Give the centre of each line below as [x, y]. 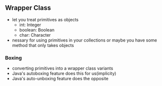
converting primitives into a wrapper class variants [63, 68]
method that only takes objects [43, 45]
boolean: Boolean [37, 30]
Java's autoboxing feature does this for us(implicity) [64, 73]
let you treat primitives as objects [45, 19]
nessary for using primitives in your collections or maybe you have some [85, 40]
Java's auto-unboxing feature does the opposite [60, 79]
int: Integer [30, 25]
